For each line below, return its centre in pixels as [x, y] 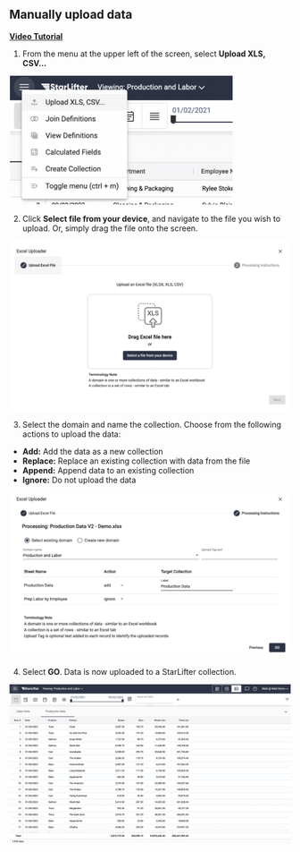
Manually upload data [71, 15]
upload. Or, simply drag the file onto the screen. [110, 228]
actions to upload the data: [71, 434]
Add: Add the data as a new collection [92, 451]
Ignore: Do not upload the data [79, 480]
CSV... [34, 63]
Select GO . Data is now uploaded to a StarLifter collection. [129, 671]
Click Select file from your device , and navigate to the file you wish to [151, 219]
